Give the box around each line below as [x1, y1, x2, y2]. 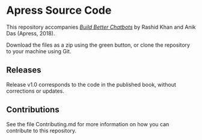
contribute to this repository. [6, 127, 77, 134]
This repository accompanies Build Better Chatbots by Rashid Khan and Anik [6, 23, 196, 31]
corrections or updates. [6, 87, 64, 95]
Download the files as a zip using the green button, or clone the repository [6, 41, 191, 48]
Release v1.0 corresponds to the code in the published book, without [6, 81, 176, 88]
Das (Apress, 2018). [6, 29, 55, 36]
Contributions [6, 105, 60, 115]
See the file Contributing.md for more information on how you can [6, 120, 170, 127]
